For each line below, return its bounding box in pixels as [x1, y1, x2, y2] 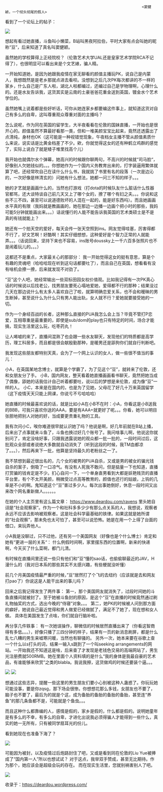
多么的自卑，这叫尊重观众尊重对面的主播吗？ [13, 112, 103, 117]
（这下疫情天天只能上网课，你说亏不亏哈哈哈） [5, 391, 98, 396]
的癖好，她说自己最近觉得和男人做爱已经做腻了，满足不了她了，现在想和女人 [5, 607, 158, 612]
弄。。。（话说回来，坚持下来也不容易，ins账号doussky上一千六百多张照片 [5, 238, 149, 244]
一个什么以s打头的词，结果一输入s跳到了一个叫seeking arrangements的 [5, 641, 148, 647]
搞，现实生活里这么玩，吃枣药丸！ [5, 323, 73, 329]
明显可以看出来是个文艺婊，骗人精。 [28, 61, 101, 66]
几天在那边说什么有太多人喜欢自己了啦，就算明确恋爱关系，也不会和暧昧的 [5, 289, 154, 295]
